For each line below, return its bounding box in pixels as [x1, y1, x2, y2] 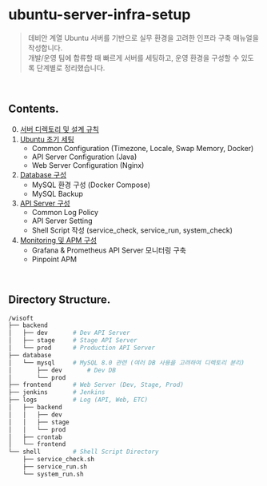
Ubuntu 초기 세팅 [19, 134, 74, 144]
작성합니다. [27, 42, 63, 53]
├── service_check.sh [22, 456, 94, 464]
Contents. [8, 102, 59, 116]
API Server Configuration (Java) [31, 152, 137, 161]
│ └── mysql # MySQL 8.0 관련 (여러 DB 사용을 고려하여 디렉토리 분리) [8, 358, 245, 367]
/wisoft [8, 314, 34, 322]
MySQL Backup [31, 189, 84, 198]
